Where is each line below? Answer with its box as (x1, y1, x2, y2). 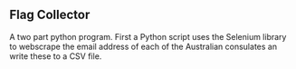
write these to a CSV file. (9, 50, 102, 62)
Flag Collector (9, 7, 91, 23)
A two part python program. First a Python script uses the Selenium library (9, 31, 287, 42)
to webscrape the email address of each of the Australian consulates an (9, 41, 278, 52)
